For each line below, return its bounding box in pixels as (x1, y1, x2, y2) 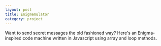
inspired (5, 35, 22, 41)
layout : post (5, 7, 32, 12)
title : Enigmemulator (5, 12, 50, 17)
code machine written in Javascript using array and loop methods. (22, 35, 157, 41)
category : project (5, 16, 43, 21)
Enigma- (137, 30, 155, 36)
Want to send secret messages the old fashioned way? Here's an (5, 30, 137, 36)
